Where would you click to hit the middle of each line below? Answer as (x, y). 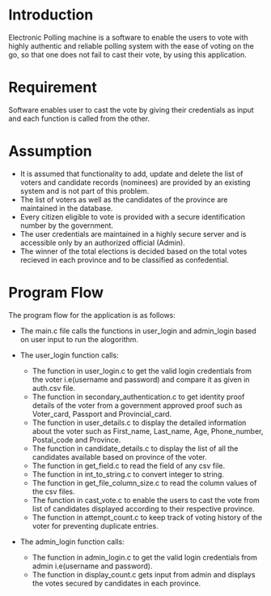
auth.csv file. (53, 388)
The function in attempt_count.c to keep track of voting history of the (147, 517)
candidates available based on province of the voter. (120, 457)
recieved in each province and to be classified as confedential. (124, 259)
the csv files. (53, 491)
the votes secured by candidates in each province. (116, 583)
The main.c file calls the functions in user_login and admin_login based (138, 331)
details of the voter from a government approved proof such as (137, 405)
